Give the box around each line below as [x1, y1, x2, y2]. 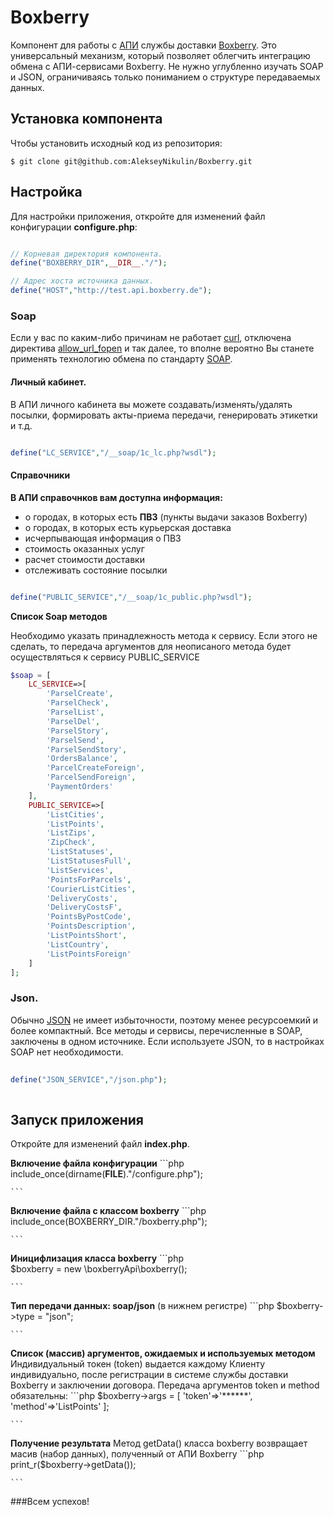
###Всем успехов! [10, 1496, 90, 1508]
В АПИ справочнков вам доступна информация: [10, 491, 223, 503]
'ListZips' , [46, 828, 97, 838]
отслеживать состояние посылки [24, 564, 168, 576]
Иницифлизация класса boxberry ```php [10, 1252, 185, 1265]
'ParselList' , [46, 707, 105, 718]
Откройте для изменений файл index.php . [10, 1138, 190, 1150]
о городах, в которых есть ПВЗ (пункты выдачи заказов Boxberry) [24, 511, 308, 523]
